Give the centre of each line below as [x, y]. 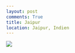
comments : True [25, 17]
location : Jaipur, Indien [37, 28]
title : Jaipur [23, 22]
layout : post [22, 11]
